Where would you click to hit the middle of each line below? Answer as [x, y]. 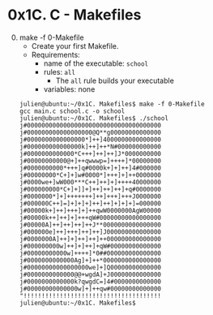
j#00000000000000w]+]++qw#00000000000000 [90, 289]
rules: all [60, 71]
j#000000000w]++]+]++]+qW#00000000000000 [90, 246]
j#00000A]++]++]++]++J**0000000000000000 [90, 225]
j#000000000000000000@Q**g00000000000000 [90, 132]
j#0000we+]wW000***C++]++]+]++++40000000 [90, 182]
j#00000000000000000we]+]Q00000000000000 [90, 267]
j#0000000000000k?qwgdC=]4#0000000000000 [90, 282]
